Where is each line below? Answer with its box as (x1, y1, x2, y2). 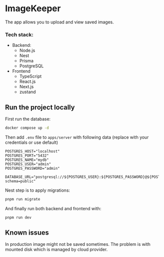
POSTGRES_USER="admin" (5, 161, 51, 166)
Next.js (19, 84, 34, 90)
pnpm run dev (5, 215, 32, 220)
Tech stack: (5, 31, 34, 38)
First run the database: (5, 116, 51, 122)
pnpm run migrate (5, 197, 41, 201)
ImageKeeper (5, 3, 61, 14)
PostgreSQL (19, 63, 44, 69)
